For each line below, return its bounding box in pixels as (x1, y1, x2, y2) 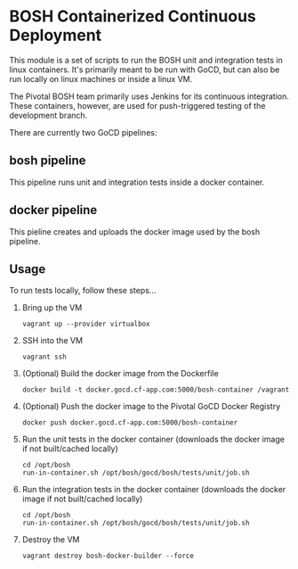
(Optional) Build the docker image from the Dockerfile (21, 368, 220, 379)
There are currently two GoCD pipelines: (9, 127, 157, 137)
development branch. (9, 110, 88, 120)
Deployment (9, 25, 102, 45)
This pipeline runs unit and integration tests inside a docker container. (9, 177, 265, 187)
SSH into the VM (21, 335, 83, 346)
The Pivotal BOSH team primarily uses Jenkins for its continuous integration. (9, 91, 289, 102)
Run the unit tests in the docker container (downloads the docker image (21, 434, 285, 445)
